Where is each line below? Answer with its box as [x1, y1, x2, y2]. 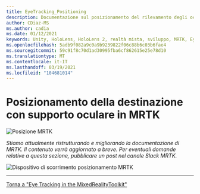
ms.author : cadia [6, 25, 49, 32]
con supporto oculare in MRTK [6, 108, 160, 122]
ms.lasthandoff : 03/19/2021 [6, 64, 76, 70]
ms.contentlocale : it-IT [6, 58, 68, 64]
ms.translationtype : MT [6, 53, 65, 59]
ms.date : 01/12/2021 [6, 31, 58, 37]
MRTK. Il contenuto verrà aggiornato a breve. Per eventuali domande [6, 146, 176, 153]
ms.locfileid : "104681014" [6, 70, 73, 76]
